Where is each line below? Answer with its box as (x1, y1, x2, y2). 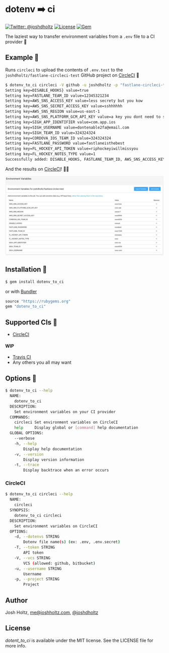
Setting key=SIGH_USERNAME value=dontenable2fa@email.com (5, 125, 129, 130)
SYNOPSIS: (10, 508, 30, 513)
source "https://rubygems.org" (5, 299, 71, 304)
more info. (5, 642, 27, 648)
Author (5, 596, 28, 605)
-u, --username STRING (14, 566, 62, 571)
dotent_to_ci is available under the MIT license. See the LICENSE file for (5, 637, 153, 643)
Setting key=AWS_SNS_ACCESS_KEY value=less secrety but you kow (5, 98, 143, 103)
